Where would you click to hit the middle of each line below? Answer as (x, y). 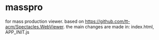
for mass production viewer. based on (45, 21)
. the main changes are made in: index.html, (109, 26)
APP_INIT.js (17, 32)
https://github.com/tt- (108, 21)
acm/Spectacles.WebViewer (35, 26)
